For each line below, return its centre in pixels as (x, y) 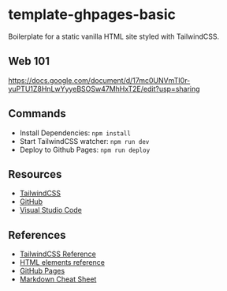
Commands (37, 113)
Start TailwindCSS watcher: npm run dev (84, 141)
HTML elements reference (62, 263)
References (37, 235)
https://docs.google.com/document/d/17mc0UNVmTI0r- (99, 80)
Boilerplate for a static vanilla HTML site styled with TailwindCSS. (113, 36)
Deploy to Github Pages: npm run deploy (85, 149)
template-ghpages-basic (92, 15)
